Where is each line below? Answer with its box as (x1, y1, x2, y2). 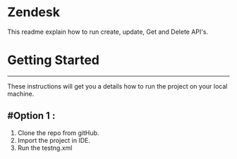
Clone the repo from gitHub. (17, 128, 99, 137)
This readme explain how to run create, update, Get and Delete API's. (7, 27, 209, 36)
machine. (7, 89, 35, 98)
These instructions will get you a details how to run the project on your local (7, 82, 228, 90)
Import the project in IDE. (17, 136, 90, 144)
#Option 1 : (7, 110, 56, 122)
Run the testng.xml (17, 144, 73, 152)
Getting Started (7, 52, 100, 68)
